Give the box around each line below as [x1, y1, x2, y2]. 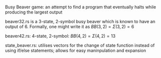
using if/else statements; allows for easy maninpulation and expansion [5, 48, 146, 53]
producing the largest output [5, 9, 62, 15]
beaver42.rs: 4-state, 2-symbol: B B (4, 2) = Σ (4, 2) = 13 [5, 33, 116, 39]
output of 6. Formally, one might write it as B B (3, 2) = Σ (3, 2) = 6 [5, 24, 134, 29]
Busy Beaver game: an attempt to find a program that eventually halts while [5, 4, 156, 10]
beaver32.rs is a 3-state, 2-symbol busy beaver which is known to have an [5, 19, 156, 24]
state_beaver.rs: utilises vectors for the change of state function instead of [5, 43, 155, 48]
